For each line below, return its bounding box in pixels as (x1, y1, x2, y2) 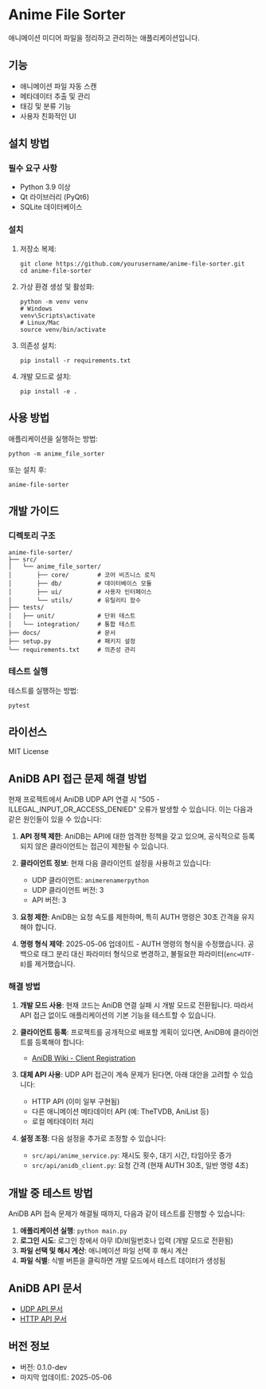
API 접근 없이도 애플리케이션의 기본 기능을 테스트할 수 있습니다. (19, 1011, 217, 1020)
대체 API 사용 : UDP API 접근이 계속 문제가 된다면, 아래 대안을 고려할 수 (19, 1070, 239, 1079)
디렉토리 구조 (8, 530, 56, 541)
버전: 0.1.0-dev (19, 1362, 68, 1371)
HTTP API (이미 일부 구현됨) (31, 1097, 120, 1107)
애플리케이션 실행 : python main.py (19, 1226, 127, 1236)
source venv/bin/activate (19, 326, 106, 333)
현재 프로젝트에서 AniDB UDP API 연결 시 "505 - (8, 795, 160, 804)
